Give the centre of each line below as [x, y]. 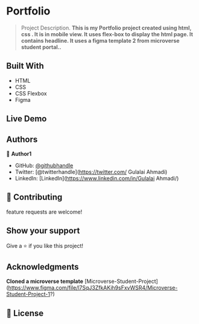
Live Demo [27, 119]
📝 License [25, 313]
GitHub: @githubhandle [44, 165]
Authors [22, 139]
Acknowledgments [43, 267]
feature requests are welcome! [44, 212]
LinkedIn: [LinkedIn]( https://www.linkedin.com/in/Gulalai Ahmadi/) [97, 178]
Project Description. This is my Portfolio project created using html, [106, 28]
